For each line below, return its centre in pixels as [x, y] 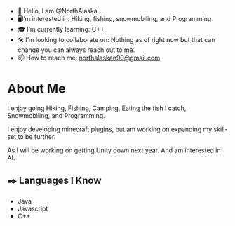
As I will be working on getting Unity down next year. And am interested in [114, 150]
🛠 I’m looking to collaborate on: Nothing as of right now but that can [116, 40]
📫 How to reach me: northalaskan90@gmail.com [88, 58]
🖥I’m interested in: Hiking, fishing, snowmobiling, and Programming [114, 19]
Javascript [33, 208]
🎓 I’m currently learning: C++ [61, 29]
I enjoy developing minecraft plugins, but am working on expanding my [110, 129]
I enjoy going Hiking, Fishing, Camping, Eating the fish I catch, [97, 108]
